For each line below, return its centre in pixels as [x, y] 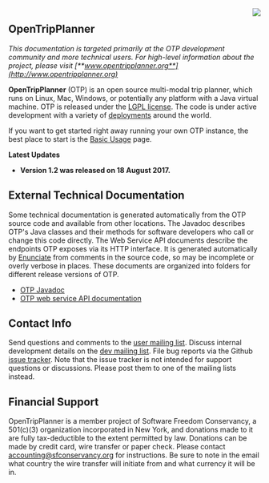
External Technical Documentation [96, 195]
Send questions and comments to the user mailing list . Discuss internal [125, 343]
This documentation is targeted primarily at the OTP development [117, 48]
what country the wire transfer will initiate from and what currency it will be [132, 464]
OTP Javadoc [42, 290]
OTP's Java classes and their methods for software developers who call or [131, 231]
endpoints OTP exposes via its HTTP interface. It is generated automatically [133, 248]
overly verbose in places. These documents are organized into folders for [129, 266]
